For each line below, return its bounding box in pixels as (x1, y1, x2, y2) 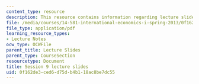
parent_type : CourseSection (6, 53, 76, 59)
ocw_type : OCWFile (6, 42, 52, 48)
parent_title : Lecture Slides (6, 47, 81, 53)
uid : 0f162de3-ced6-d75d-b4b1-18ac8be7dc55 (6, 69, 115, 75)
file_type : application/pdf (6, 25, 76, 31)
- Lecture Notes (6, 36, 46, 42)
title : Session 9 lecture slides (6, 63, 89, 70)
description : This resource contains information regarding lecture (6, 14, 179, 20)
